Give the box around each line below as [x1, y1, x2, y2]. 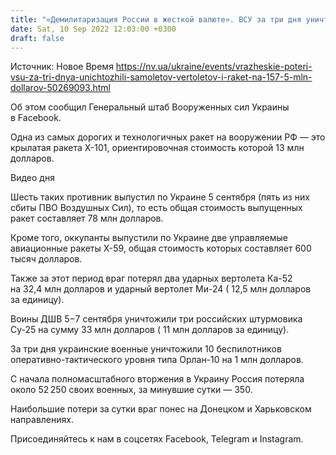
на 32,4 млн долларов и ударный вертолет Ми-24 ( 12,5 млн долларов [10, 283, 312, 295]
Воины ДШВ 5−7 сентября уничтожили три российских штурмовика [10, 313, 303, 325]
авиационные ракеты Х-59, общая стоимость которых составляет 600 [10, 242, 312, 255]
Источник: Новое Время [10, 61, 114, 73]
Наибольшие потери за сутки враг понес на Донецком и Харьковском [10, 403, 312, 415]
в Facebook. [10, 112, 62, 124]
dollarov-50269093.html [10, 82, 111, 94]
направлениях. [10, 414, 74, 426]
